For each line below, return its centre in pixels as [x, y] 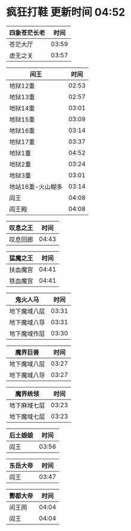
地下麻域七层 [27, 405]
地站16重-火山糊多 [36, 187]
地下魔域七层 [27, 416]
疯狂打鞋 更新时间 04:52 [66, 12]
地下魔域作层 [27, 334]
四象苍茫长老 [27, 32]
